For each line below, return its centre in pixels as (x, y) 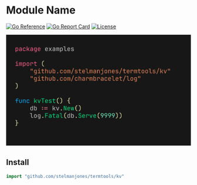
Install (18, 162)
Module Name (41, 10)
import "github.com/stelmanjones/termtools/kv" (65, 177)
